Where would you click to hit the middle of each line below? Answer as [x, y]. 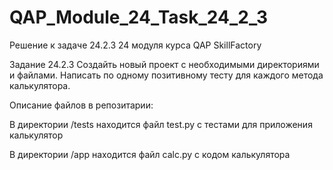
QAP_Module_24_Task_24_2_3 [139, 17]
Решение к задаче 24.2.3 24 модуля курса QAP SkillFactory [135, 45]
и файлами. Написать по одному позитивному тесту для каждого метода [166, 75]
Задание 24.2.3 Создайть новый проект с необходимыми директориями [164, 64]
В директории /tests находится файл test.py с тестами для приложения [161, 124]
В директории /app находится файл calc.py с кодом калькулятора [150, 154]
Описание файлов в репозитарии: [81, 105]
